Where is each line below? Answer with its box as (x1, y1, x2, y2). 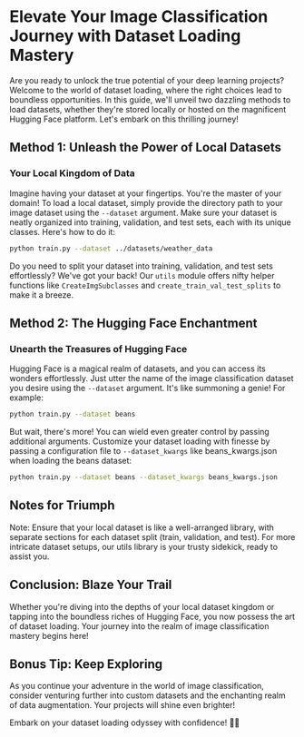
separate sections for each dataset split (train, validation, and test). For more (9, 531, 296, 542)
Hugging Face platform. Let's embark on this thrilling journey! (9, 113, 239, 124)
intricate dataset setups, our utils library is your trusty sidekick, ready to (9, 541, 279, 552)
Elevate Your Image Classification (9, 6, 269, 27)
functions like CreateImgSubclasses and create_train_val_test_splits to (9, 280, 281, 290)
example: (9, 392, 44, 403)
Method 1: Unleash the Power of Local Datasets (9, 140, 282, 155)
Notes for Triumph (9, 497, 115, 514)
